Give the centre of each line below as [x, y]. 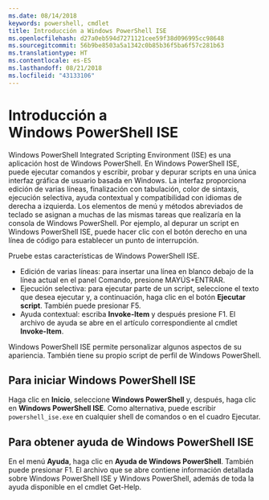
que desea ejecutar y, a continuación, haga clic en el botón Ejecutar [133, 297]
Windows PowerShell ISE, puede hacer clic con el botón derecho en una [128, 232]
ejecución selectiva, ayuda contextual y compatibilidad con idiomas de [125, 197]
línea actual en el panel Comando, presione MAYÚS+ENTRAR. [122, 280]
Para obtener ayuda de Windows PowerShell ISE [131, 442]
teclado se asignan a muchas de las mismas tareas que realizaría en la [125, 215]
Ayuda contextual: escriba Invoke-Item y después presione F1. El [128, 314]
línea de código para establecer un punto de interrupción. [104, 240]
